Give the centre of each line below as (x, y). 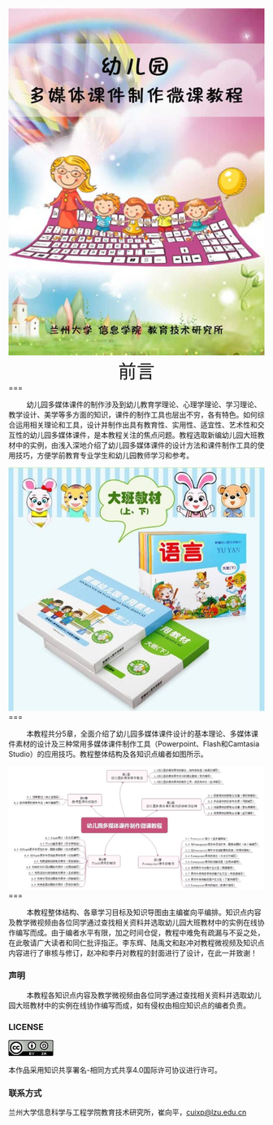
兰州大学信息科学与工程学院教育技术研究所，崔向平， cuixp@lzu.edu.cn (128, 1112)
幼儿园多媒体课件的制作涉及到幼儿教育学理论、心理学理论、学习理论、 (144, 405)
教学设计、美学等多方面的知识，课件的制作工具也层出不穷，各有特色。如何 (133, 415)
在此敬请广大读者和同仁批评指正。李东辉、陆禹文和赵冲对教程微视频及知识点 (136, 943)
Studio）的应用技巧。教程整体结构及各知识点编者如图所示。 (108, 754)
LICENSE (26, 1027)
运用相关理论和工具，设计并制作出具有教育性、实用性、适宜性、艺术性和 (136, 425)
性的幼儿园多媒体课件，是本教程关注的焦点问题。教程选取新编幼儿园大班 (136, 436)
